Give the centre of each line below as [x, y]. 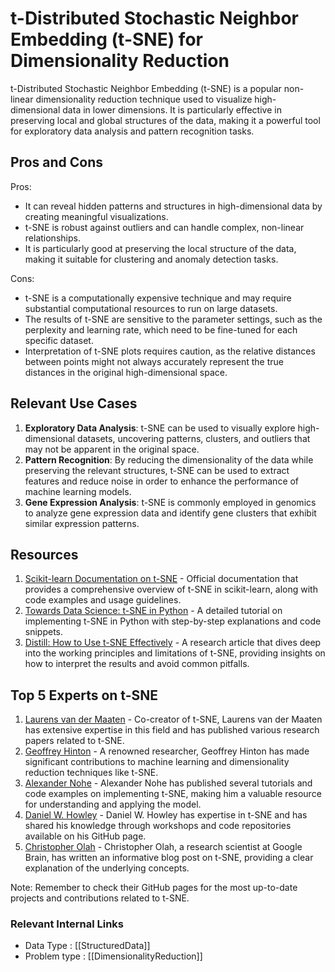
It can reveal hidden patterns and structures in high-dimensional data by [173, 206]
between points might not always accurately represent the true [154, 361]
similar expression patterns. [82, 523]
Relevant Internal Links [67, 924]
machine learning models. [78, 491]
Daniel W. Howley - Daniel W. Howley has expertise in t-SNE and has [166, 815]
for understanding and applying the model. [113, 804]
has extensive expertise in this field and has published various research [172, 730]
